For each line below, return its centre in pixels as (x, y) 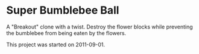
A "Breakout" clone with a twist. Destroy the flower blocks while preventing (99, 27)
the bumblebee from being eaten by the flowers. (66, 33)
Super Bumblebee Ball (63, 10)
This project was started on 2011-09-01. (56, 45)
